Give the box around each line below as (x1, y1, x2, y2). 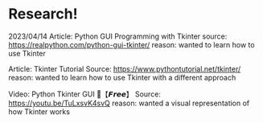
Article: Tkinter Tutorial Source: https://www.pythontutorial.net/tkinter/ (8, 64, 241, 73)
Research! (8, 5, 78, 23)
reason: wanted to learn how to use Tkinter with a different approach (8, 72, 236, 82)
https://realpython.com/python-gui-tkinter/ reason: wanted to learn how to (8, 39, 255, 49)
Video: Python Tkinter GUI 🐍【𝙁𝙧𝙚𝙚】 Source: (8, 89, 161, 99)
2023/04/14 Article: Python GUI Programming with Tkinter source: (8, 31, 228, 41)
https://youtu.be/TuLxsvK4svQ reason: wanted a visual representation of (8, 98, 250, 108)
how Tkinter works (8, 106, 71, 117)
